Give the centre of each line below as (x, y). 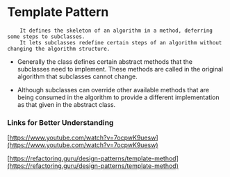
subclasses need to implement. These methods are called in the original (120, 69)
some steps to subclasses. (46, 36)
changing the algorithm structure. (59, 49)
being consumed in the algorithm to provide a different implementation (118, 97)
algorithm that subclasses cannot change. (77, 76)
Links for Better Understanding (60, 122)
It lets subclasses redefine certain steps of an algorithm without (121, 42)
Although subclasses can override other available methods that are (113, 90)
